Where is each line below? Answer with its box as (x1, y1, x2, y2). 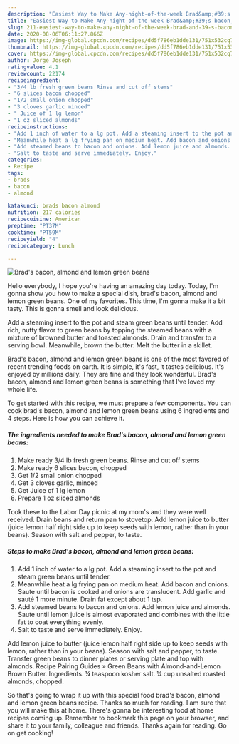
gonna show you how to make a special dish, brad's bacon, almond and (7, 290, 218, 298)
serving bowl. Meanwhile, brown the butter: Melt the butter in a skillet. (7, 341, 213, 350)
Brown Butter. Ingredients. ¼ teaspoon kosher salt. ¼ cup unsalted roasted (7, 670, 226, 678)
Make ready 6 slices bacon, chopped (17, 464, 127, 472)
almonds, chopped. (7, 677, 64, 686)
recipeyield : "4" (7, 235, 59, 243)
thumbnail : (7, 44, 40, 51)
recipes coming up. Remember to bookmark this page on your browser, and (7, 714, 229, 723)
